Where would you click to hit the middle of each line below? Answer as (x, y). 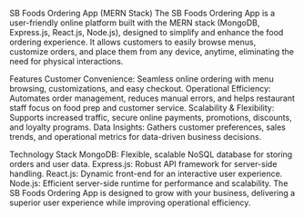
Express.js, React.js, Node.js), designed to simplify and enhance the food (147, 32)
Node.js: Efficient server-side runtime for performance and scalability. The (149, 183)
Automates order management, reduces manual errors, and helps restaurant (152, 98)
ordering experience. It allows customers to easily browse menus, (133, 42)
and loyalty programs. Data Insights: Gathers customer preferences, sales (148, 127)
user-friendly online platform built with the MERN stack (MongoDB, (135, 23)
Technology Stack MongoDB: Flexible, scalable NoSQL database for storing (151, 154)
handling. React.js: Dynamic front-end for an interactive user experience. (146, 173)
